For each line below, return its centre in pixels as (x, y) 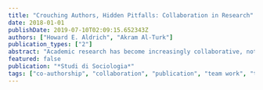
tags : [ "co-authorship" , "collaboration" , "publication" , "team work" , (127, 74)
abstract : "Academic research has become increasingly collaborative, (126, 52)
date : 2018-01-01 (36, 23)
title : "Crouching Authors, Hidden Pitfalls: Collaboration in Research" (131, 15)
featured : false (34, 59)
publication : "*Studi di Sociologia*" (71, 67)
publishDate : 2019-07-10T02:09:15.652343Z (78, 30)
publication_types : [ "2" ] (50, 45)
